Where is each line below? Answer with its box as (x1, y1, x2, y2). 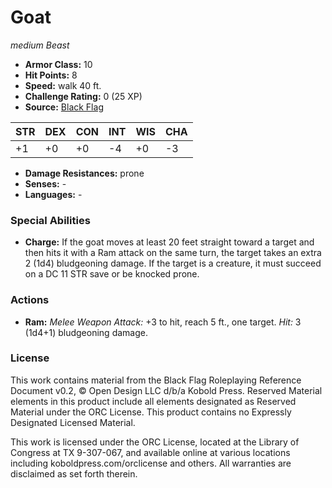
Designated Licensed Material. (10, 416, 136, 428)
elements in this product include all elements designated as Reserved (10, 395, 297, 407)
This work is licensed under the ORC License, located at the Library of (10, 436, 300, 448)
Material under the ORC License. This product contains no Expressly (10, 406, 292, 418)
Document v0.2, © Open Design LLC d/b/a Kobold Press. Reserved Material (10, 384, 323, 396)
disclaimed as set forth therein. (10, 467, 138, 480)
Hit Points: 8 (24, 69, 78, 81)
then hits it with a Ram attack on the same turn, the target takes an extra (24, 247, 322, 259)
